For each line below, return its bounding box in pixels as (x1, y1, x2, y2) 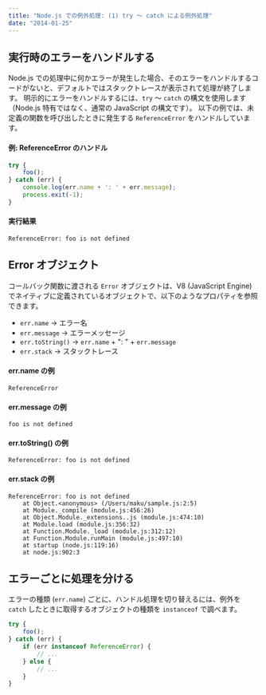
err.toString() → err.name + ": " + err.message (19, 337, 177, 346)
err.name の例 (8, 366, 55, 376)
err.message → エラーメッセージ (19, 328, 126, 338)
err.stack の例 (8, 474, 55, 484)
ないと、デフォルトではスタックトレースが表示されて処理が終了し (29, 83, 245, 93)
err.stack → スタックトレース (19, 346, 119, 356)
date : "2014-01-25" (8, 19, 73, 27)
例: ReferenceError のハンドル (8, 143, 108, 152)
